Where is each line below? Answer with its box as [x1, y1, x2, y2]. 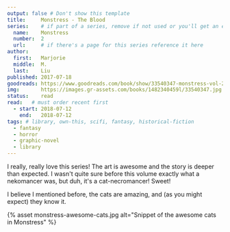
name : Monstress [13, 29, 69, 36]
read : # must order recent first [7, 99, 109, 106]
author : [7, 49, 29, 55]
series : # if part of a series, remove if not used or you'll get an [7, 23, 219, 29]
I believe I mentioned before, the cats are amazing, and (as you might [7, 190, 203, 198]
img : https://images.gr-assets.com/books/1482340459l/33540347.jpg [7, 86, 222, 93]
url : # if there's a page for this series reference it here [13, 42, 204, 49]
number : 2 [13, 36, 44, 42]
